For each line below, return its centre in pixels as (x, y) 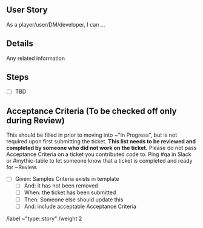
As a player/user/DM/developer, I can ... (56, 24)
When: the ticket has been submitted (70, 192)
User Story (27, 10)
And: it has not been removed (61, 186)
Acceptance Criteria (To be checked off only (92, 111)
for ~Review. (22, 167)
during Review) (35, 120)
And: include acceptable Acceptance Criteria (80, 206)
